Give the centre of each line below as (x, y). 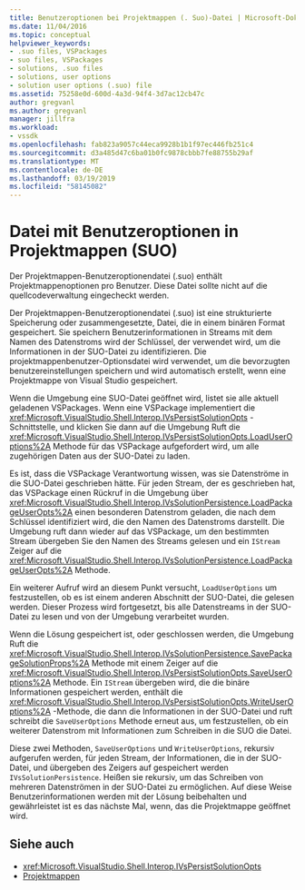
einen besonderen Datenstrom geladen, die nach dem (175, 512)
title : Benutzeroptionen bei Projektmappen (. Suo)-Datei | (126, 18)
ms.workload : (34, 128)
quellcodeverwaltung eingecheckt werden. (89, 295)
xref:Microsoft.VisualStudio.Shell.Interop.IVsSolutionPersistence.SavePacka (151, 654)
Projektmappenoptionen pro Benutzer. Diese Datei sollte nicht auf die (138, 286)
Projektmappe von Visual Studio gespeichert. (94, 381)
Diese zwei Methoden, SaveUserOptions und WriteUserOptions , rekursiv (142, 748)
